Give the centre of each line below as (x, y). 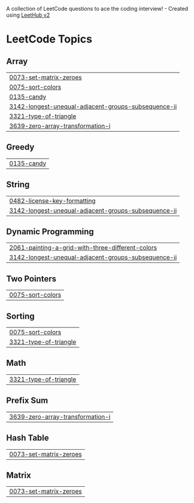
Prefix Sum (27, 401)
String (18, 185)
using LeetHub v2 (28, 15)
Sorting (20, 316)
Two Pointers (31, 279)
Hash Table (28, 438)
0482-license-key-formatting (52, 201)
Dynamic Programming (50, 232)
